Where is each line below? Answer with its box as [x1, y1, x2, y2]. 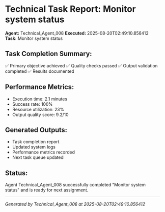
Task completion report [12, 139, 60, 145]
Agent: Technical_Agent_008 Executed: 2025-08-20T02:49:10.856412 [5, 30, 149, 36]
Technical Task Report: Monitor [5, 3, 136, 15]
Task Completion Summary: [5, 50, 92, 58]
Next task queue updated [12, 154, 64, 160]
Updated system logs [12, 144, 55, 150]
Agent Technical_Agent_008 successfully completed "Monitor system [5, 182, 146, 188]
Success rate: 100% [12, 101, 53, 107]
